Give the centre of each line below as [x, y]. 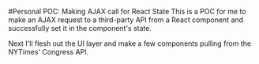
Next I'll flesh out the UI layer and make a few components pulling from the [129, 43]
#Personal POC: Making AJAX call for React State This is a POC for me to [127, 11]
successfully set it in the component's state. [80, 28]
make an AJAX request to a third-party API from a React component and [126, 20]
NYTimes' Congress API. [49, 52]
